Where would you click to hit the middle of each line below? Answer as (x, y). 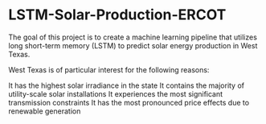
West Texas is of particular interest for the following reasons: (109, 69)
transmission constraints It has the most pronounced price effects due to (129, 102)
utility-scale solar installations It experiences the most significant (116, 93)
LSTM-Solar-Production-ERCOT (117, 15)
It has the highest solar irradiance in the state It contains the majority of (127, 85)
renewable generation (45, 111)
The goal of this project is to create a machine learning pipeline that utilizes (133, 37)
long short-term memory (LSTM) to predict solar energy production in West (133, 45)
